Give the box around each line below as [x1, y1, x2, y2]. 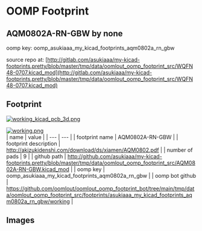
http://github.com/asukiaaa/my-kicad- [67, 152, 163, 160]
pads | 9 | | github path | [6, 152, 66, 160]
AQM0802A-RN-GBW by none [6, 28, 123, 39]
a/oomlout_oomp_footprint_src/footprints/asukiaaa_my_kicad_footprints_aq [6, 191, 193, 198]
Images [6, 215, 35, 226]
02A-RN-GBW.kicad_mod [6, 165, 69, 173]
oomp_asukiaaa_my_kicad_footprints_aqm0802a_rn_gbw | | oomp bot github [6, 172, 197, 179]
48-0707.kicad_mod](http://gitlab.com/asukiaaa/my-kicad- [6, 69, 153, 76]
